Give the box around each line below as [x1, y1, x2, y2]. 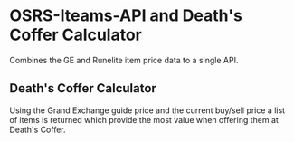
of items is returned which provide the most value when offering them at [9, 114, 279, 125]
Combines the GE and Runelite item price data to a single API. [9, 54, 239, 65]
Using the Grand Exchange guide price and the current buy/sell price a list [9, 105, 286, 116]
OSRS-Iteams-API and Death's [9, 5, 242, 26]
